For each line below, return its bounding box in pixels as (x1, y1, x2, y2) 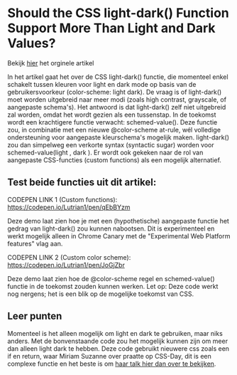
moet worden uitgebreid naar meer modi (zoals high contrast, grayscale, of (7, 95, 227, 104)
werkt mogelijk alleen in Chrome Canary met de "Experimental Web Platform (7, 231, 231, 240)
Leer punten (7, 310, 62, 322)
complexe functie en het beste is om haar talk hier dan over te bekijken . (7, 359, 216, 368)
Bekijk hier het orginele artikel (7, 58, 94, 67)
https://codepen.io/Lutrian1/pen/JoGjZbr (7, 260, 126, 269)
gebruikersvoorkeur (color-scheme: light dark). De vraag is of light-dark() (7, 88, 222, 96)
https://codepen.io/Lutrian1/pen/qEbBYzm (7, 203, 131, 211)
